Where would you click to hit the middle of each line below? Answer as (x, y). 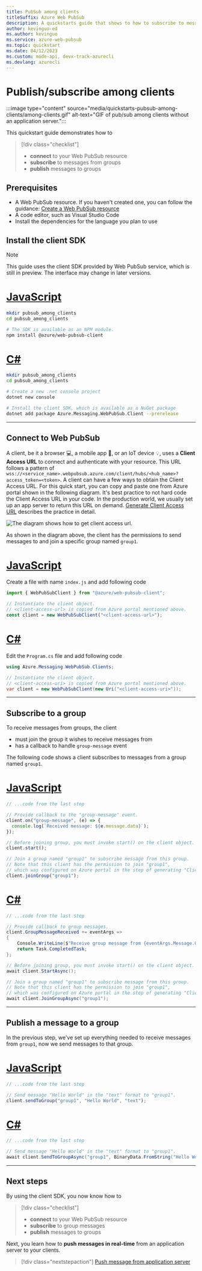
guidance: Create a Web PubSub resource (67, 209)
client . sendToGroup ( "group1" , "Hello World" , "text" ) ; (76, 1100)
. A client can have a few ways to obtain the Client (122, 480)
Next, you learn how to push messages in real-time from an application (95, 1243)
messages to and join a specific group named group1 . (72, 541)
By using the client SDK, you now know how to (64, 1196)
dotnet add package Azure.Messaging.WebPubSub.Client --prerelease (93, 413)
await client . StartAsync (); (41, 971)
